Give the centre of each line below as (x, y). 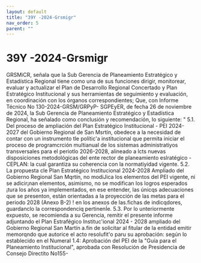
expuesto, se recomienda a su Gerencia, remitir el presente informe (89, 215)
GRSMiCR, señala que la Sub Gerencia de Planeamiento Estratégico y (92, 75)
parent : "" (20, 29)
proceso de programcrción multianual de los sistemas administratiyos (92, 145)
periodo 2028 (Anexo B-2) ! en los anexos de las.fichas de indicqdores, (94, 202)
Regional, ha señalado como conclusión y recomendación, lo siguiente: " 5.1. (100, 119)
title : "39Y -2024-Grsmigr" (41, 17)
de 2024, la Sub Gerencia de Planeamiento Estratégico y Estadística (90, 113)
